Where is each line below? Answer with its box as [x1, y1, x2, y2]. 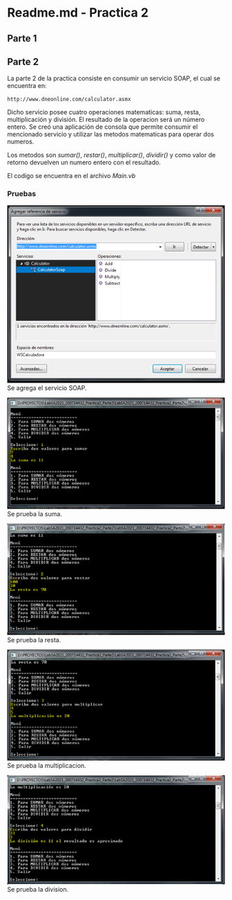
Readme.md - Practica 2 [7, 5, 149, 21]
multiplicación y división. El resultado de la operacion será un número [7, 116, 205, 124]
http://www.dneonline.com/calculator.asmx [7, 96, 131, 103]
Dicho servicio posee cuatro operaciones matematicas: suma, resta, [7, 108, 201, 116]
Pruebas [7, 189, 37, 199]
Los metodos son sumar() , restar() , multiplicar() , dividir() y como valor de [7, 151, 216, 159]
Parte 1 [7, 33, 37, 44]
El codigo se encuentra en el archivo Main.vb [7, 172, 136, 180]
